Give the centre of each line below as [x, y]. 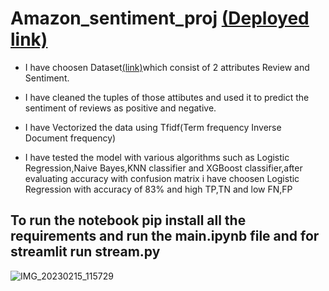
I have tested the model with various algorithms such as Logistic [157, 157]
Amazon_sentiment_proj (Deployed [160, 18]
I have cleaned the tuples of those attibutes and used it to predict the [167, 97]
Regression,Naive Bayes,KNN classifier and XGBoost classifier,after [163, 168]
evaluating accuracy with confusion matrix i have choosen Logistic [162, 178]
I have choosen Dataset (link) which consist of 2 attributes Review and [167, 67]
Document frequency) [70, 138]
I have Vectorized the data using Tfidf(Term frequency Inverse [153, 127]
